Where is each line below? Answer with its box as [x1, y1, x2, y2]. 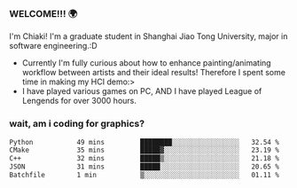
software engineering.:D [9, 41, 98, 51]
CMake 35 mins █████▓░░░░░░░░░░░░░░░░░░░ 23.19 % [9, 145, 279, 155]
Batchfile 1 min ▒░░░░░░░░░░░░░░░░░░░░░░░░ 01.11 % [9, 171, 279, 180]
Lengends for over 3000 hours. [21, 96, 137, 106]
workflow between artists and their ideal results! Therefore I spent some [21, 67, 286, 78]
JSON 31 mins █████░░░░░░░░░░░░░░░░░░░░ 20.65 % [9, 162, 279, 171]
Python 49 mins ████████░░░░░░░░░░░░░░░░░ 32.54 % [9, 137, 279, 146]
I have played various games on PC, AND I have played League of [21, 86, 262, 97]
